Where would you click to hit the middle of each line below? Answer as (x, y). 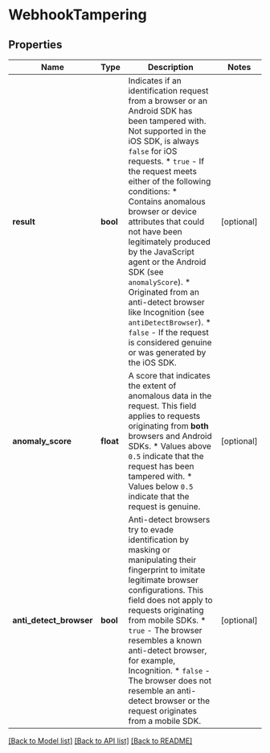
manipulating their (162, 560)
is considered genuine (170, 342)
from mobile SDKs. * (167, 620)
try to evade (151, 530)
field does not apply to (170, 600)
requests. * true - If (166, 161)
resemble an (151, 691)
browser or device (162, 211)
